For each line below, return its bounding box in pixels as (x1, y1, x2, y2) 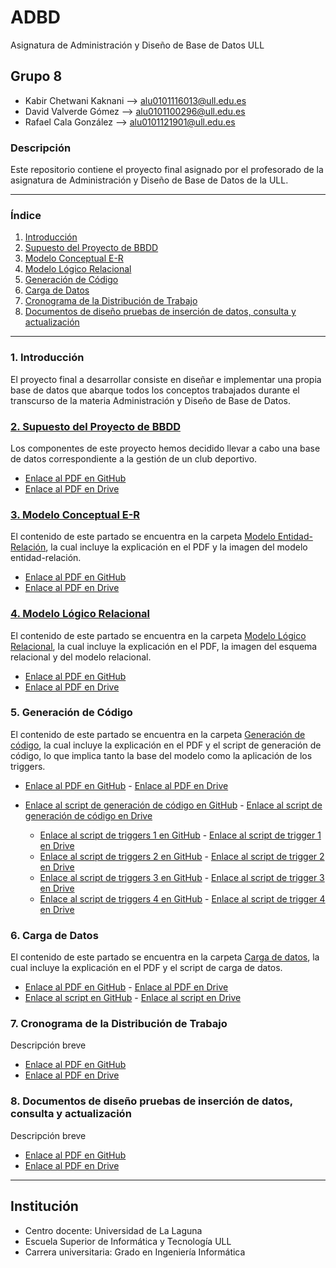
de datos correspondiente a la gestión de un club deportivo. (10, 452, 258, 465)
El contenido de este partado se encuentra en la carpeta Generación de (10, 728, 306, 740)
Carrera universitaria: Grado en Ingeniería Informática (24, 1246, 246, 1258)
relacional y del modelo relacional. (10, 651, 152, 663)
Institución (10, 1198, 79, 1215)
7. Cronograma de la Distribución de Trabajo (10, 1017, 228, 1031)
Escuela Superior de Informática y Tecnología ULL (24, 1235, 232, 1247)
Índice (10, 208, 42, 222)
